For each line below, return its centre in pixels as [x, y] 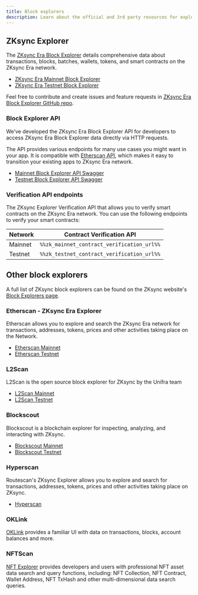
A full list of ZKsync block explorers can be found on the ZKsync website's [97, 289]
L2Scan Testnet [34, 400]
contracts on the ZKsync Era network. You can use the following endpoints [97, 214]
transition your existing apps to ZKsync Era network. [70, 161]
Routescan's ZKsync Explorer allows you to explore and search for [87, 480]
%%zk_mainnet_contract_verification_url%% [100, 244]
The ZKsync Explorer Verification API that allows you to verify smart [88, 207]
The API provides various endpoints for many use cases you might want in [96, 149]
